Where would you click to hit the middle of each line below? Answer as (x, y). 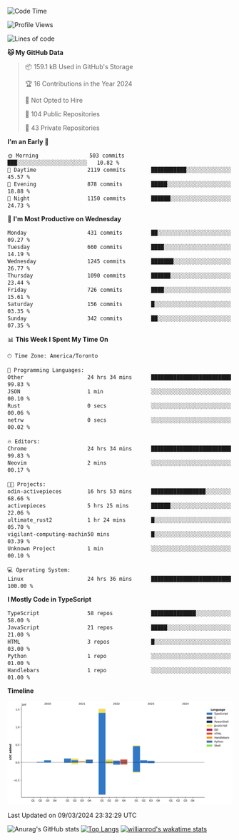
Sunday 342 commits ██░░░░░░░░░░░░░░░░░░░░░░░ (119, 318)
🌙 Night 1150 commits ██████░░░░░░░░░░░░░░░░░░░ (119, 198)
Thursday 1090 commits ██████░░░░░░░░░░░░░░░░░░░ (119, 275)
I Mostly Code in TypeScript (49, 599)
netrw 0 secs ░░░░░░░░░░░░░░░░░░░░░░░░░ (119, 420)
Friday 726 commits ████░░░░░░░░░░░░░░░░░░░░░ (119, 290)
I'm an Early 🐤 (28, 142)
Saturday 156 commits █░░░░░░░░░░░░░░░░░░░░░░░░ (119, 304)
